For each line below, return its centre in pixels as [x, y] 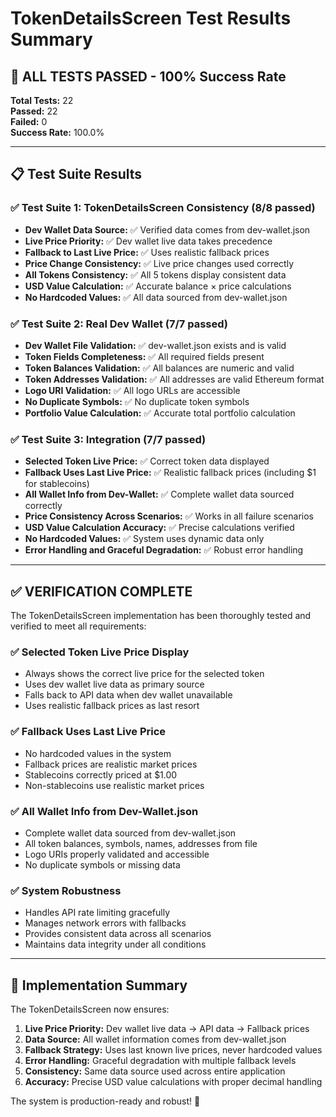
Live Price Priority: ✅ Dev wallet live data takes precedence [148, 241]
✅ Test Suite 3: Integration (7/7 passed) [108, 439]
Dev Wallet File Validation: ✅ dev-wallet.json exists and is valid [155, 345]
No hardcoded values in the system [98, 753]
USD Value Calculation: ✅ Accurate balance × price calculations [158, 286]
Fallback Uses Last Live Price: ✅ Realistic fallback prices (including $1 [170, 473]
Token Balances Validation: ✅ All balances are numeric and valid [159, 368]
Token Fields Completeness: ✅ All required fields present [144, 356]
